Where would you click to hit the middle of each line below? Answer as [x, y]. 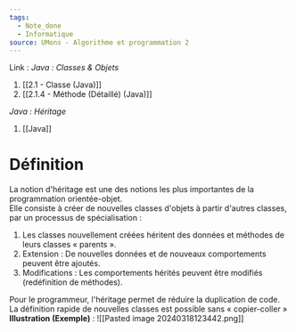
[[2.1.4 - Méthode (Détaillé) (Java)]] [87, 94]
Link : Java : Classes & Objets [64, 68]
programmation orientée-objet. [66, 199]
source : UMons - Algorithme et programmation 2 [99, 42]
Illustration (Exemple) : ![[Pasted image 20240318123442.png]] [127, 319]
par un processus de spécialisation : [76, 218]
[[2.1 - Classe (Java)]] [62, 85]
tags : [19, 17]
